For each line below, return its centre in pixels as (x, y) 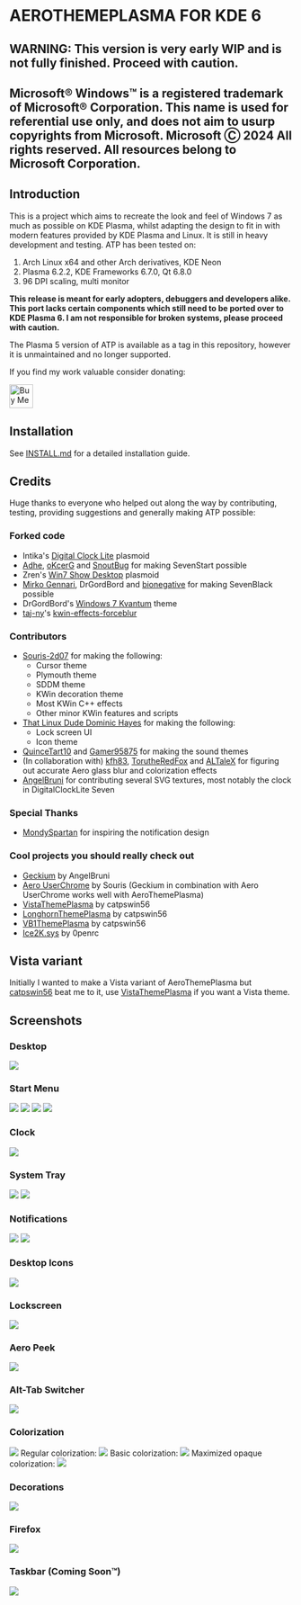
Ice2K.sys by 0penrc (61, 933)
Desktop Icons (41, 1263)
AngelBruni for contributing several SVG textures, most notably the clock (157, 780)
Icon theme (57, 742)
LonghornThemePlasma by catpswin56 (95, 913)
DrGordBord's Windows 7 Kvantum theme (100, 603)
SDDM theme (60, 684)
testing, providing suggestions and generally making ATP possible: (133, 513)
